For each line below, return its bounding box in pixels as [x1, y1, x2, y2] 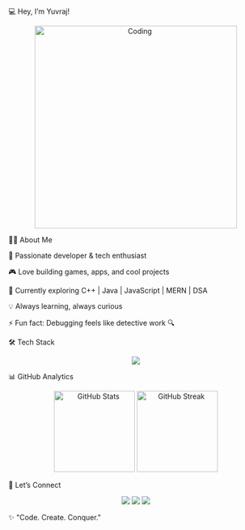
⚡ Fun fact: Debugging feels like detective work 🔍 [8, 318, 175, 327]
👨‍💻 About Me [8, 235, 53, 245]
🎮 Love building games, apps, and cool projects [8, 267, 170, 276]
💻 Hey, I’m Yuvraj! [8, 6, 70, 16]
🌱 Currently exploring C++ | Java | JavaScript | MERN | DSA [8, 286, 208, 295]
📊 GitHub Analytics [8, 372, 74, 381]
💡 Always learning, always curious [8, 301, 123, 310]
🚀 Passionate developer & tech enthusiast [8, 250, 147, 260]
